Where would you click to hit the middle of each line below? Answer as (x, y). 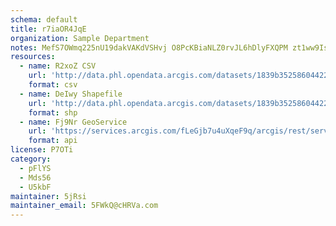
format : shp (53, 112)
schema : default (44, 19)
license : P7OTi (42, 150)
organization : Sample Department (80, 38)
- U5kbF (35, 187)
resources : (33, 57)
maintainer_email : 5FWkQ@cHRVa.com (84, 206)
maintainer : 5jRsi (48, 196)
